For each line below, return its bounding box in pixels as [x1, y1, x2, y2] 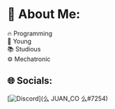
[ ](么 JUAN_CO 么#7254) [7, 94, 108, 103]
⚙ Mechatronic [7, 55, 51, 63]
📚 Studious [7, 44, 41, 53]
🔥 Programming [7, 29, 53, 37]
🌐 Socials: [7, 75, 53, 87]
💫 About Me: [7, 6, 81, 22]
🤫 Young [7, 37, 32, 45]
